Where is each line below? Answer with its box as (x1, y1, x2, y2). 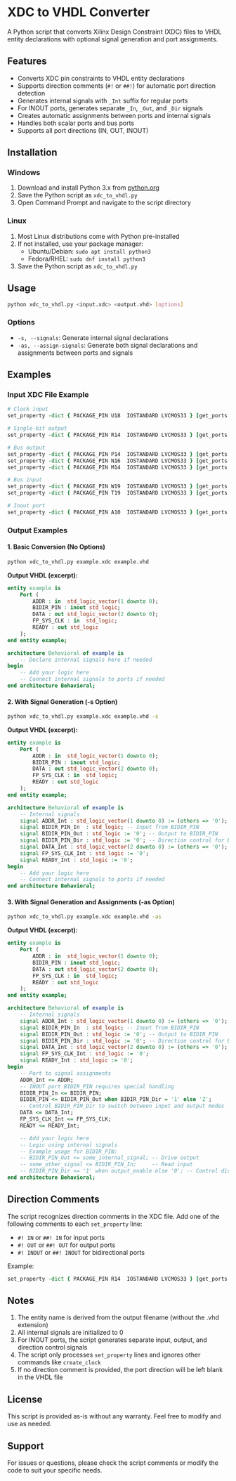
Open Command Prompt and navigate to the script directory (17, 198, 192, 207)
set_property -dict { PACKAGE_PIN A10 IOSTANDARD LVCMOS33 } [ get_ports (7, 509, 228, 516)
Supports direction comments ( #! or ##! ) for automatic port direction (17, 81, 216, 90)
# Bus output (7, 444, 46, 451)
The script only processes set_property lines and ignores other (17, 1350, 201, 1359)
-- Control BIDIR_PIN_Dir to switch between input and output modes (20, 1102, 225, 1110)
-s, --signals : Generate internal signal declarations (17, 333, 169, 341)
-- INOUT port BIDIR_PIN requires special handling (20, 1083, 174, 1090)
